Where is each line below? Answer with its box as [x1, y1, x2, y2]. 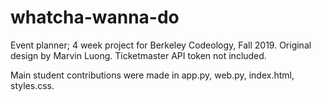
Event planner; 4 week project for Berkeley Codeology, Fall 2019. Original [10, 39, 312, 51]
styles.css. [10, 79, 55, 91]
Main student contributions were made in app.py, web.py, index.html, [10, 69, 295, 81]
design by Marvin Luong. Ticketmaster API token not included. [10, 49, 267, 61]
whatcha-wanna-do [10, 6, 180, 29]
